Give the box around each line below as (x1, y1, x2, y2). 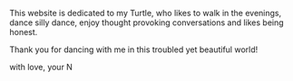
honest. (9, 27, 38, 37)
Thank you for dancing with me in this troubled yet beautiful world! (9, 44, 259, 55)
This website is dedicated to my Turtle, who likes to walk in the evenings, (9, 8, 282, 18)
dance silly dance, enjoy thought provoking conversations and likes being (9, 17, 284, 28)
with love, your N (9, 62, 73, 72)
